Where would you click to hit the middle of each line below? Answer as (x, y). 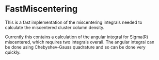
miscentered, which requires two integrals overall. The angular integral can (80, 42)
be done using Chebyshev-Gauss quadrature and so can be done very (75, 47)
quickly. (13, 52)
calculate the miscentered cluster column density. (55, 27)
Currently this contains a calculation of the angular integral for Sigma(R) (77, 37)
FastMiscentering (41, 9)
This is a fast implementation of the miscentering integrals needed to (74, 22)
